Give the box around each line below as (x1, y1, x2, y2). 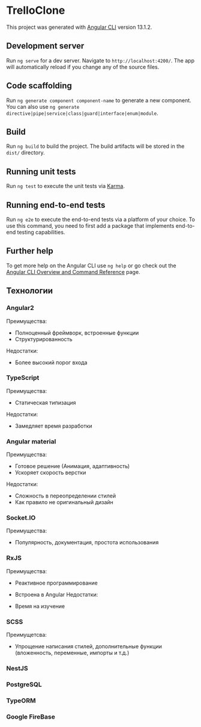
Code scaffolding (6, 81, 72, 91)
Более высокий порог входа (14, 359, 88, 366)
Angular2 (6, 304, 34, 312)
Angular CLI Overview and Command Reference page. (6, 268, 140, 275)
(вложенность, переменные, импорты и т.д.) (14, 649, 130, 656)
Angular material (6, 437, 56, 445)
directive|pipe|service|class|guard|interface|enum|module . (6, 109, 158, 117)
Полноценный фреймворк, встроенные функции (14, 329, 139, 336)
